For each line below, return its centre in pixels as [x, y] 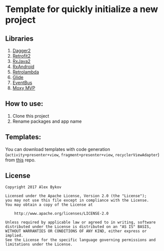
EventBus [22, 82]
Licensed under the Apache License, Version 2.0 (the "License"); [76, 196]
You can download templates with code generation [58, 149]
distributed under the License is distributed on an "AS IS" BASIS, [78, 227]
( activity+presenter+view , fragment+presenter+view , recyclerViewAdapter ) [82, 154]
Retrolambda [26, 72]
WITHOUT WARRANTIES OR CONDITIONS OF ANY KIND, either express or [76, 231]
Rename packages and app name [47, 121]
